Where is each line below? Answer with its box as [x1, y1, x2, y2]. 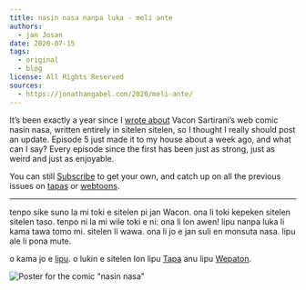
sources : [9, 81, 43, 90]
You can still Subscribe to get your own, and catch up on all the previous [9, 170, 281, 182]
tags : [9, 47, 30, 56]
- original [17, 55, 59, 65]
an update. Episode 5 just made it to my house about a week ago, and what [9, 134, 291, 145]
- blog [17, 65, 43, 74]
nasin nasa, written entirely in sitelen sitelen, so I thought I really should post [9, 124, 296, 135]
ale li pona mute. [9, 235, 72, 246]
